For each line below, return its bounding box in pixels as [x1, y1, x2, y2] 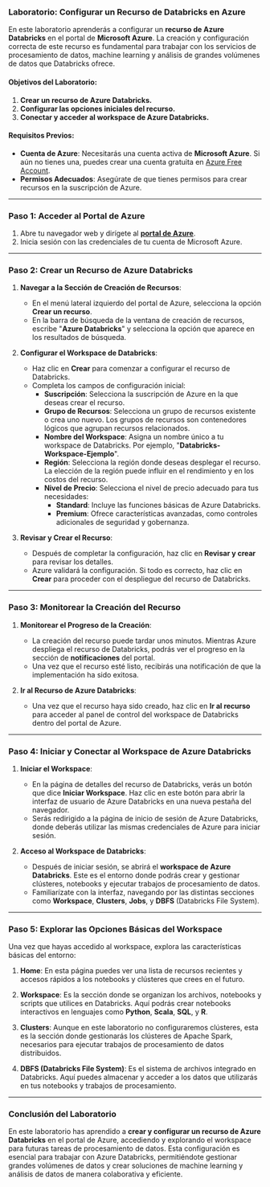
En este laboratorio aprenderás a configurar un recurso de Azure [8, 25, 225, 35]
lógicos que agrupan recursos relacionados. [43, 424, 190, 433]
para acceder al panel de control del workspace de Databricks [31, 710, 239, 719]
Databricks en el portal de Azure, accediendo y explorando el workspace [8, 1136, 252, 1145]
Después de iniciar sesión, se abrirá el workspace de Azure [31, 862, 231, 871]
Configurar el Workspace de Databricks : [19, 348, 158, 358]
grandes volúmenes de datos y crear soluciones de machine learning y [8, 1160, 243, 1171]
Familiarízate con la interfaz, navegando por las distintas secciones [31, 887, 255, 897]
